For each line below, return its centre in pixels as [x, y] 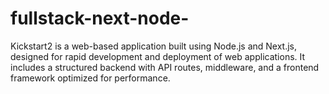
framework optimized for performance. [90, 78]
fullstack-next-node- [100, 18]
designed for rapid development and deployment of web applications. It [158, 56]
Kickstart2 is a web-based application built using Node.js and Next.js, [154, 46]
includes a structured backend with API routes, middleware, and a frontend [165, 67]
